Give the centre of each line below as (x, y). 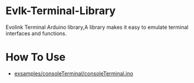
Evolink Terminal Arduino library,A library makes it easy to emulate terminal (97, 27)
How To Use (36, 57)
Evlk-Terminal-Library (61, 11)
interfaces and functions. (36, 33)
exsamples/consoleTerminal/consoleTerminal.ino (74, 73)
